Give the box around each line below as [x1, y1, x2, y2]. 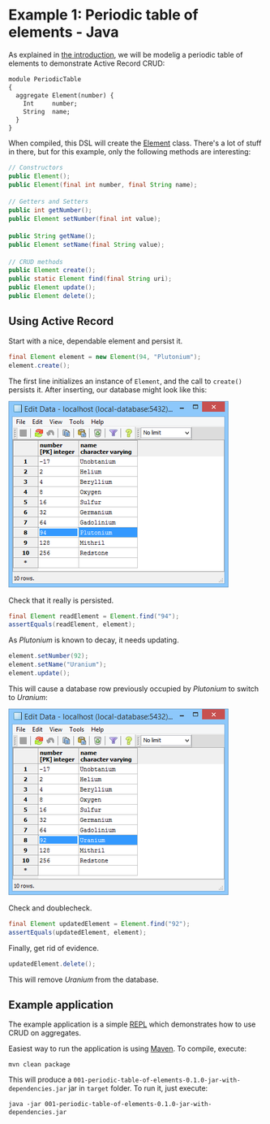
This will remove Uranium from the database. [8, 975, 159, 984]
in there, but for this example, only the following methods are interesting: [8, 146, 251, 156]
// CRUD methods [8, 257, 63, 266]
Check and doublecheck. [8, 903, 92, 913]
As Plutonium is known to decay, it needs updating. [8, 635, 180, 645]
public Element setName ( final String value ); [8, 240, 165, 249]
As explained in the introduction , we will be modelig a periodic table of [8, 50, 243, 59]
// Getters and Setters [8, 197, 89, 206]
